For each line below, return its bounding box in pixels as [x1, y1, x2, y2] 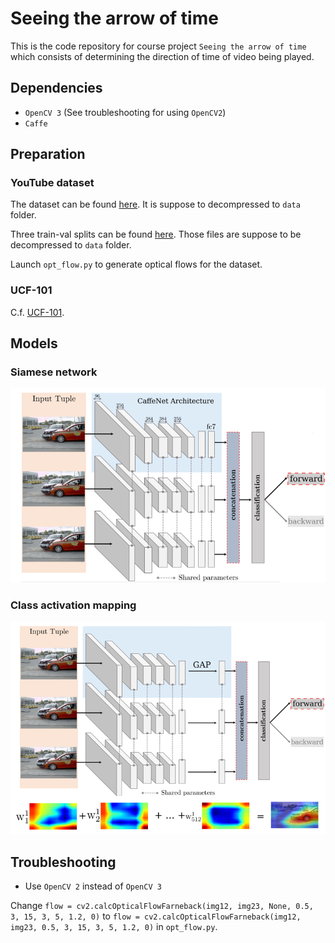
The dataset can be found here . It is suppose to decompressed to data [10, 198, 301, 211]
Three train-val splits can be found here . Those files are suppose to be [10, 228, 302, 241]
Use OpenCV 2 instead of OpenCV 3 [24, 880, 162, 892]
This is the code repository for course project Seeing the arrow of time [10, 40, 307, 52]
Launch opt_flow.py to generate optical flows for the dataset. [10, 258, 263, 271]
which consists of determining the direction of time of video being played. [10, 50, 315, 62]
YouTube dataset [10, 176, 95, 190]
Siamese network [10, 365, 98, 379]
